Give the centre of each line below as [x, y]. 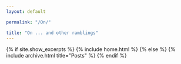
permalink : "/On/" [29, 22]
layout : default [26, 11]
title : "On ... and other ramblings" [52, 33]
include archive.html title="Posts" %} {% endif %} [67, 56]
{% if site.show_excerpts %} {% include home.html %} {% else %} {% [91, 49]
